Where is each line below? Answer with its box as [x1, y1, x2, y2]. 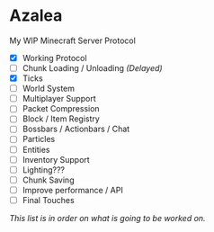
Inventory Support [22, 154, 90, 165]
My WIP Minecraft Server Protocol [9, 35, 137, 46]
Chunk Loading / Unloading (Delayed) [22, 63, 164, 73]
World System [22, 83, 75, 94]
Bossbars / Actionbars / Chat [22, 123, 130, 135]
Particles [22, 134, 56, 145]
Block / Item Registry [22, 113, 101, 124]
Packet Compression [22, 103, 101, 114]
